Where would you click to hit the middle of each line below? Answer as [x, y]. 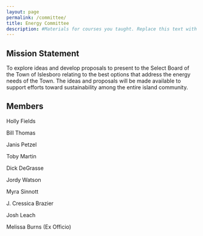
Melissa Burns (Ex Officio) [39, 227]
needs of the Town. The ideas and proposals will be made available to [94, 81]
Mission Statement [43, 53]
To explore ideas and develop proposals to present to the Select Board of [98, 68]
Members [25, 106]
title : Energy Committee [38, 23]
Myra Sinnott [22, 191]
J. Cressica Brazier [30, 203]
